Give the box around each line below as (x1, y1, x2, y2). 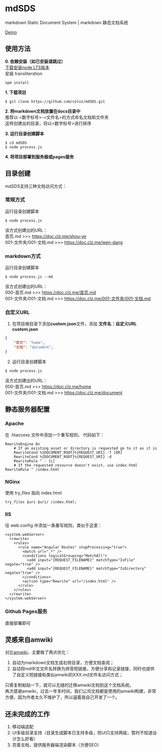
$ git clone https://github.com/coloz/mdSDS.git (5, 99, 105, 104)
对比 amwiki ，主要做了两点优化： (5, 649, 70, 655)
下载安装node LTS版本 (5, 64, 49, 70)
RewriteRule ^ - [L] (14, 459, 55, 463)
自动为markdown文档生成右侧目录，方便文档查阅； (12, 660, 114, 666)
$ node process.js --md (5, 274, 53, 279)
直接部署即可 (5, 620, 31, 626)
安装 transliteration (5, 70, 43, 76)
